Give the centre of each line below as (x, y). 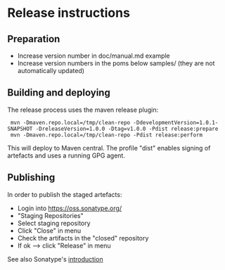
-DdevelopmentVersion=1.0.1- (176, 122)
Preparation (34, 39)
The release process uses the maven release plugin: (83, 110)
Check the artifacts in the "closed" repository (83, 238)
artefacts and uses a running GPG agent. (66, 155)
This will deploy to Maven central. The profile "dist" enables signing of (109, 148)
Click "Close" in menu (49, 231)
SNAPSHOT (20, 129)
